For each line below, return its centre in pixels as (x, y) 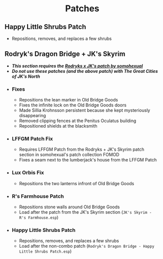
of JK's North (26, 76)
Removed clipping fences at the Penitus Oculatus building (78, 121)
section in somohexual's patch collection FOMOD (69, 155)
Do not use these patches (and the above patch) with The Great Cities (85, 71)
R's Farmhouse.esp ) (39, 217)
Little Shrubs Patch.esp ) (45, 251)
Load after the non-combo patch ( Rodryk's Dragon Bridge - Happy (87, 246)
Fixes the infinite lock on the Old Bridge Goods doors (73, 105)
